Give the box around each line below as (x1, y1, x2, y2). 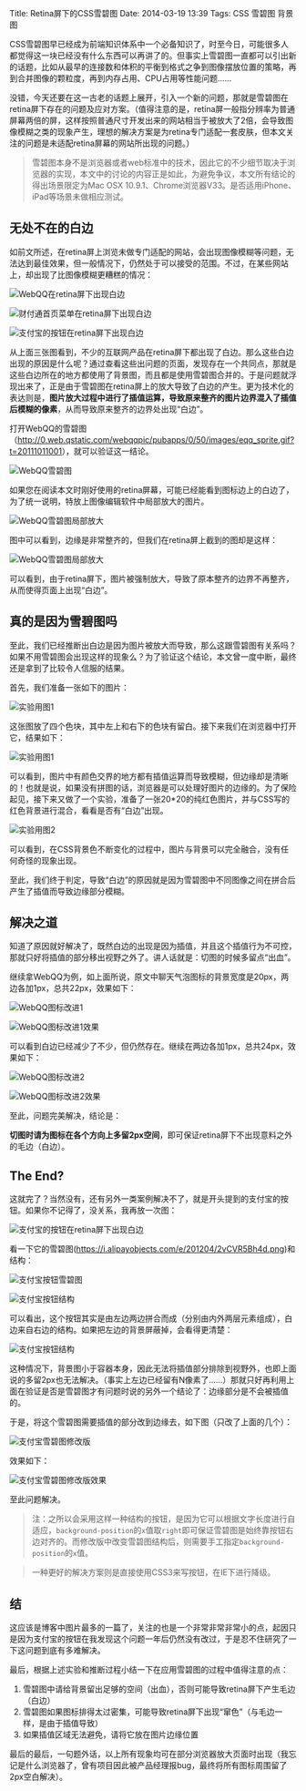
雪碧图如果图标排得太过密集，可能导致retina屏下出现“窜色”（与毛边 (22, 1706, 275, 1717)
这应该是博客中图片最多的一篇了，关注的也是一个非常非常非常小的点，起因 (9, 1622, 289, 1633)
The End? (9, 1168, 65, 1183)
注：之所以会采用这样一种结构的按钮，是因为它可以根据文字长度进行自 (31, 1513, 296, 1524)
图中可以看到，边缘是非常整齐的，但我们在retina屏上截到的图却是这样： (9, 534, 279, 545)
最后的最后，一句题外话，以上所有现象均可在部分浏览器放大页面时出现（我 (9, 1748, 289, 1760)
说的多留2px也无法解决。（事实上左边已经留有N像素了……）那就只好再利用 (9, 1375, 287, 1386)
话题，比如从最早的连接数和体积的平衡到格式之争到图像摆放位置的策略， (16, 62, 289, 72)
